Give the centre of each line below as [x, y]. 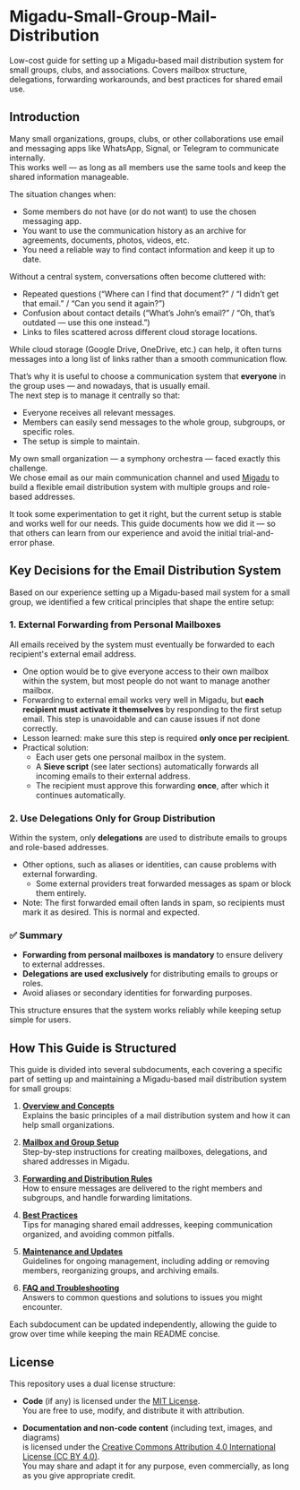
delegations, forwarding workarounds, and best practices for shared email [146, 79]
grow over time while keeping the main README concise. [115, 1334]
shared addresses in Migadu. [76, 1161]
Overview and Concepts [68, 1106]
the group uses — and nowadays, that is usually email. [110, 385]
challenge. [29, 468]
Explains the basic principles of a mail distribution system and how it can [156, 1115]
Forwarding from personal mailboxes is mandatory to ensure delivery [153, 955]
